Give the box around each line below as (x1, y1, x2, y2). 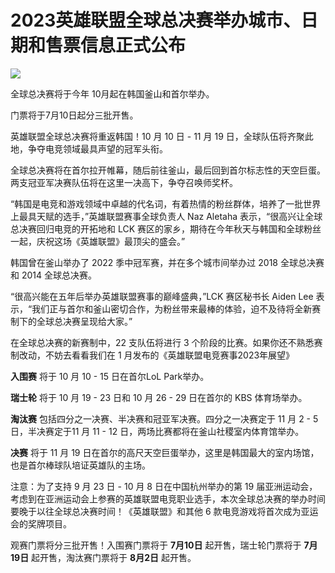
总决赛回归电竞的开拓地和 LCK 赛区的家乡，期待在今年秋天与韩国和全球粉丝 (10, 222, 322, 235)
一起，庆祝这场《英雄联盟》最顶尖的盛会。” (10, 235, 186, 247)
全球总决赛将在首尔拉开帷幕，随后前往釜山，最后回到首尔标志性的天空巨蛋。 (10, 164, 326, 176)
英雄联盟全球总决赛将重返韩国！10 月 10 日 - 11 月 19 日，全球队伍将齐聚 (10, 130, 305, 142)
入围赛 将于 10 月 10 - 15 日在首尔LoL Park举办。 (10, 370, 210, 382)
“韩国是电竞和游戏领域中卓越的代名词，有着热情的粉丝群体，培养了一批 (10, 197, 304, 210)
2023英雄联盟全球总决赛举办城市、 (10, 9, 302, 32)
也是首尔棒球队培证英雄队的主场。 (10, 459, 151, 471)
